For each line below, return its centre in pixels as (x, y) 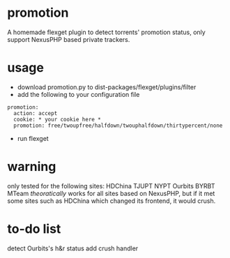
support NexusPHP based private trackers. (69, 39)
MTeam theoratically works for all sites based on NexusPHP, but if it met (111, 193)
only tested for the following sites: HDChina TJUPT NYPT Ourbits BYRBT (111, 185)
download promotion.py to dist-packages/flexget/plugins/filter (107, 87)
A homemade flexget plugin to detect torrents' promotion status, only (106, 32)
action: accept (36, 113)
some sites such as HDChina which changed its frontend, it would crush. (112, 201)
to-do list (34, 229)
